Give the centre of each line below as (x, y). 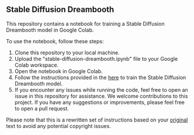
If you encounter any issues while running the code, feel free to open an (101, 89)
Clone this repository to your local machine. (67, 53)
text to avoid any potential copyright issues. (58, 126)
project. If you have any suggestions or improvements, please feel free (100, 102)
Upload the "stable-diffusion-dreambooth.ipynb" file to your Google (96, 58)
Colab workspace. (37, 65)
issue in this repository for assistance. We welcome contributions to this (101, 96)
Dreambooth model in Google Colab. (50, 30)
